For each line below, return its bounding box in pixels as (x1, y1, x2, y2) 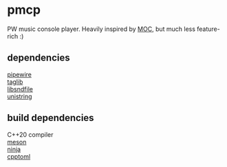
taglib (7, 78, 23, 86)
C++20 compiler (7, 130, 54, 139)
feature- (197, 25, 220, 33)
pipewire (7, 70, 32, 78)
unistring (7, 92, 32, 100)
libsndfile (7, 85, 33, 93)
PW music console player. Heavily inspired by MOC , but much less (7, 25, 196, 33)
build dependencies (7, 112, 94, 124)
